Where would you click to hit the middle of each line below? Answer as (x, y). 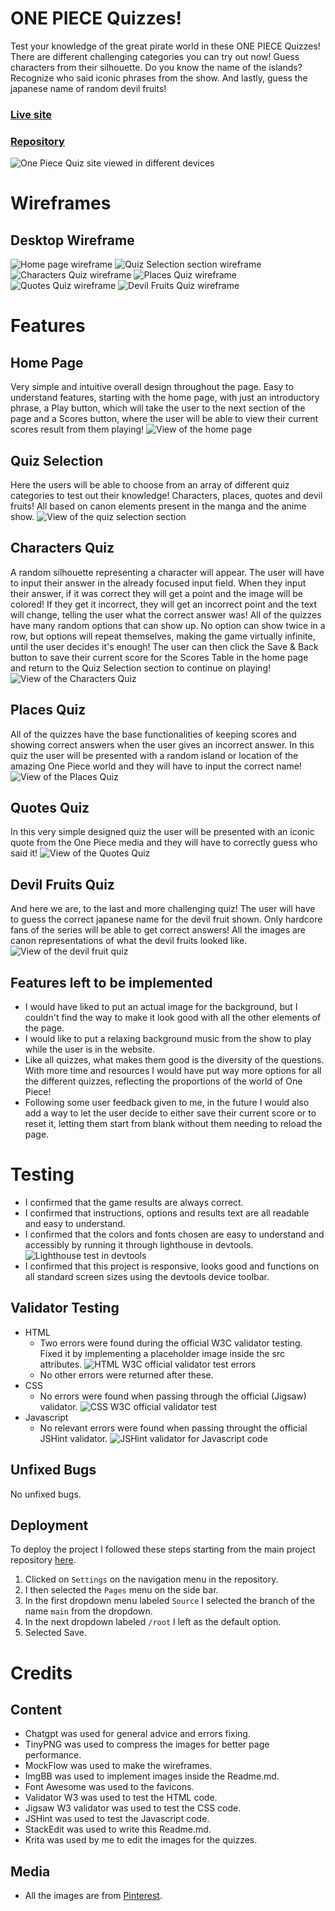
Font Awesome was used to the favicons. (109, 1787)
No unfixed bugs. (46, 1494)
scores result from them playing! (77, 429)
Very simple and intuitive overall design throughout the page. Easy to (152, 387)
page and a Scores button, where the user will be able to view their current (164, 419)
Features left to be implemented (111, 982)
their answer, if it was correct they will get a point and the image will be (156, 593)
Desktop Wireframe (72, 240)
